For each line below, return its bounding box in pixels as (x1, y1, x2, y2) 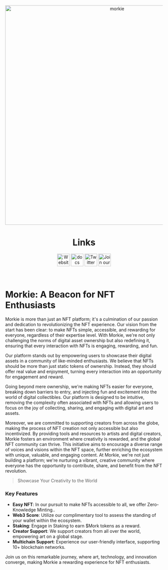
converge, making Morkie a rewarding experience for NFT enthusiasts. (5, 559, 151, 565)
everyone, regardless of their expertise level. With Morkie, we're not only (5, 332, 155, 338)
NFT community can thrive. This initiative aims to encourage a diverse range (5, 441, 162, 447)
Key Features (5, 490, 38, 497)
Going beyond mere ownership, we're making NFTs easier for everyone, (5, 383, 153, 389)
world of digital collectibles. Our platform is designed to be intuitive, (5, 394, 145, 400)
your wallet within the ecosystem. (12, 517, 82, 524)
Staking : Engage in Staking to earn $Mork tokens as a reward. (12, 523, 141, 529)
